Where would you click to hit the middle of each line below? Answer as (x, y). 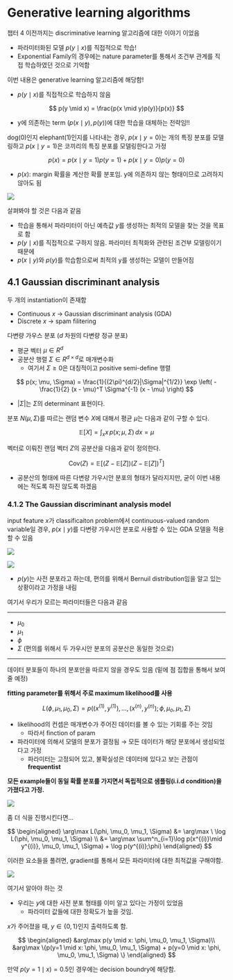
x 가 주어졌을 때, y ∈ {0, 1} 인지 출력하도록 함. (68, 926)
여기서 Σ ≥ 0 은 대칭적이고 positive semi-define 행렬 (99, 368)
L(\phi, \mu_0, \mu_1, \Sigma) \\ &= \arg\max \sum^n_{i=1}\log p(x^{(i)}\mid (116, 839)
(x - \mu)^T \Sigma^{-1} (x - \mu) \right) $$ (132, 389)
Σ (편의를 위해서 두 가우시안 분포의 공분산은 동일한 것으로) (96, 648)
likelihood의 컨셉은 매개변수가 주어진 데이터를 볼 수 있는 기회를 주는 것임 (115, 724)
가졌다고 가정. (26, 789)
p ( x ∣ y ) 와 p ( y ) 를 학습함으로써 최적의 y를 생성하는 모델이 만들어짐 (105, 260)
